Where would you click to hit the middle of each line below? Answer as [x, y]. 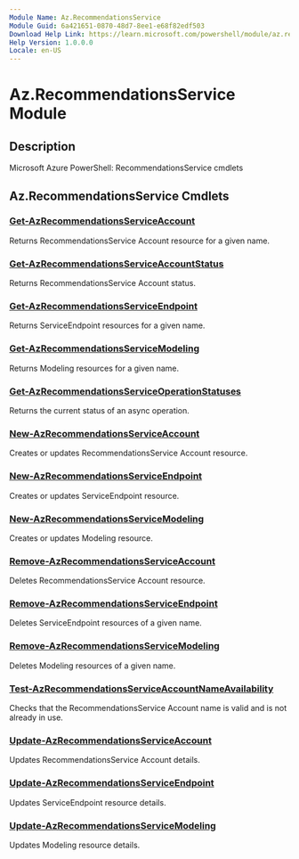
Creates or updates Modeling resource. [81, 538]
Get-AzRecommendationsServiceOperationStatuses [125, 391]
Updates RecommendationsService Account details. [105, 760]
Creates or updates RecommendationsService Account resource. [129, 453]
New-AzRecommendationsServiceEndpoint [106, 476]
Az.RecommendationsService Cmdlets [119, 196]
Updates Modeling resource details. [75, 845]
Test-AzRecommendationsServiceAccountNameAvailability [141, 689]
